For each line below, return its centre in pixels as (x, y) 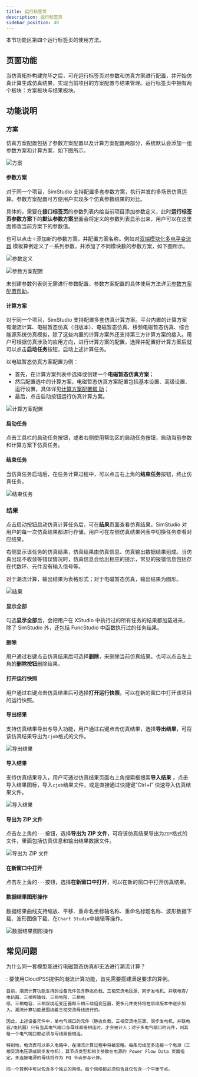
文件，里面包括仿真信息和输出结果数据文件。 (60, 841)
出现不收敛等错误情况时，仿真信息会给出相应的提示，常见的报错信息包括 (99, 559)
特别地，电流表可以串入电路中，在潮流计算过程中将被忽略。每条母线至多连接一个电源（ (96, 1045)
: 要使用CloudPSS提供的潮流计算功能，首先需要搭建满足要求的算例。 (89, 979)
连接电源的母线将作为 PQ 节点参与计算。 (62, 1058)
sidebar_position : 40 (33, 22)
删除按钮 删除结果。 (40, 664)
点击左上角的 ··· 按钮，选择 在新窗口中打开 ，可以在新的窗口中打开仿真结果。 (98, 882)
